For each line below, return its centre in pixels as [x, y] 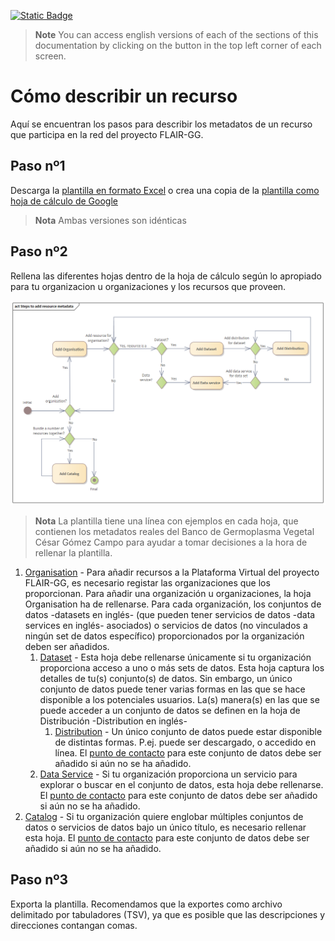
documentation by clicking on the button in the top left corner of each [178, 45]
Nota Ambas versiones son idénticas [110, 220]
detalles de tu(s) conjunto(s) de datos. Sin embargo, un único [166, 678]
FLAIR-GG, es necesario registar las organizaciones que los [147, 582]
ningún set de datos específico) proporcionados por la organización [164, 636]
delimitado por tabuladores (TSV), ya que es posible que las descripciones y [168, 914]
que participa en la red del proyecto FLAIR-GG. [107, 134]
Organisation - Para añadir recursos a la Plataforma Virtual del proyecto [172, 572]
